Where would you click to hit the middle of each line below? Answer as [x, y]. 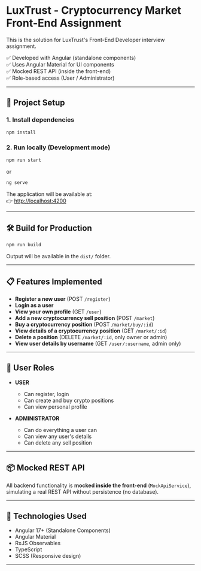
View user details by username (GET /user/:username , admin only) [98, 344]
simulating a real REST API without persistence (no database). [83, 491]
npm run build [24, 245]
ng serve [17, 182]
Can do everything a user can [60, 430]
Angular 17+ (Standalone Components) [63, 530]
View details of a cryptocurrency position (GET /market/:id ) [91, 331]
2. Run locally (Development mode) [58, 147]
